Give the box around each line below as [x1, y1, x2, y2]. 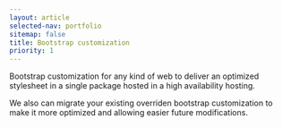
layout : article [9, 13, 70, 22]
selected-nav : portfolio [9, 21, 102, 30]
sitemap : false [9, 30, 66, 38]
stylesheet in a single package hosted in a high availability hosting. [9, 80, 255, 91]
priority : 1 [9, 47, 54, 55]
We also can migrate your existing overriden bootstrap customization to [9, 97, 273, 108]
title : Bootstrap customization [9, 38, 130, 47]
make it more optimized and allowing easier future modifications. [9, 107, 249, 118]
